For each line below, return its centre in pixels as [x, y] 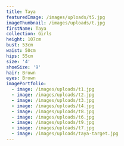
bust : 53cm [20, 45]
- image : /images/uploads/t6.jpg [53, 117]
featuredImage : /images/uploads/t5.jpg [56, 17]
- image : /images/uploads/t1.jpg [53, 89]
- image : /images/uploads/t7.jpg [53, 128]
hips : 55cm [20, 56]
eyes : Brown [21, 78]
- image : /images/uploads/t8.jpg [53, 111]
